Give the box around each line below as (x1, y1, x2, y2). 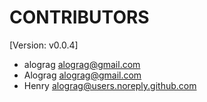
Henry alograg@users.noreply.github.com (23, 79, 197, 91)
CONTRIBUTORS (9, 6, 150, 29)
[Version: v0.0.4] (9, 39, 79, 51)
